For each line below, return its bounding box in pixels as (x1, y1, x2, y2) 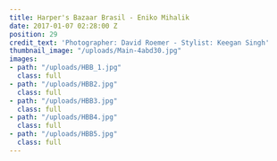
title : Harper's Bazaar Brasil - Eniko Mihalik (9, 13, 190, 22)
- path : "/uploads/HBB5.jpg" (9, 130, 118, 139)
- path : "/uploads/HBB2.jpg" (9, 80, 118, 89)
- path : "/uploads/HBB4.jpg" (9, 113, 118, 122)
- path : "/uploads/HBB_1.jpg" (9, 64, 122, 72)
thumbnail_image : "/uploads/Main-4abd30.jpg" (9, 47, 181, 55)
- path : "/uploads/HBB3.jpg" (9, 96, 118, 106)
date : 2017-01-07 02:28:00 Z (9, 21, 118, 30)
